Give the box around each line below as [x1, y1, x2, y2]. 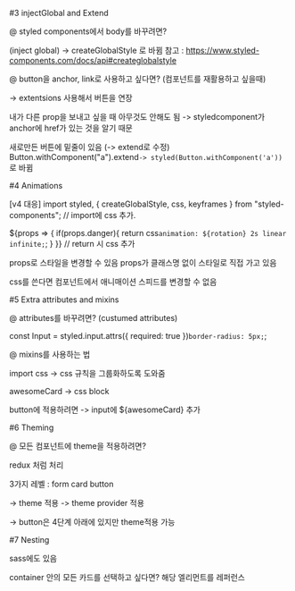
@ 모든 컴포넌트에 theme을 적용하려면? [9, 441, 147, 451]
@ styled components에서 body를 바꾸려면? [9, 26, 168, 37]
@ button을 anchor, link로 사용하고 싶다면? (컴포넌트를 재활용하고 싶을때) [9, 73, 266, 84]
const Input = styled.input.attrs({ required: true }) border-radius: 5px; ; [9, 331, 267, 341]
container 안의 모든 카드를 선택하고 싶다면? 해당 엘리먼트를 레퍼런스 [9, 572, 245, 582]
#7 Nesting [9, 535, 50, 545]
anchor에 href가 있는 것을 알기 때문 [9, 122, 134, 133]
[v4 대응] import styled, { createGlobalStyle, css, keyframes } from [9, 198, 252, 209]
